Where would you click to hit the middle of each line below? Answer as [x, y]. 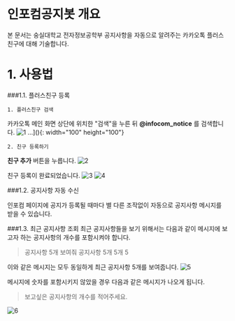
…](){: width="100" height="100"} [76, 132]
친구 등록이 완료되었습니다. [44, 175]
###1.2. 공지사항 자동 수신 [43, 190]
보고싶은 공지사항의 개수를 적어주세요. [76, 297]
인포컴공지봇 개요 [54, 14]
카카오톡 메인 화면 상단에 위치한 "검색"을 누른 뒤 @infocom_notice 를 [104, 124]
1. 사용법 [30, 75]
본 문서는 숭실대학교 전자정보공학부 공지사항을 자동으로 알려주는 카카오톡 [106, 35]
